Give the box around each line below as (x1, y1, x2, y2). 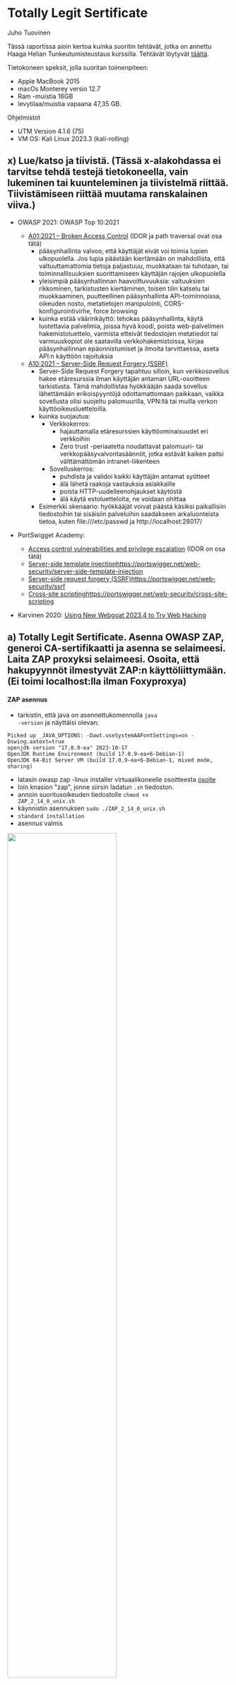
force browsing (93, 306, 138, 315)
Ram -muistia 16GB (17, 92, 73, 100)
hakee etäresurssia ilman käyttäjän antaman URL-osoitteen (38, 374, 211, 383)
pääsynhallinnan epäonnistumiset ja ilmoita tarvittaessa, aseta (38, 344, 219, 353)
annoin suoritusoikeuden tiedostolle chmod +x (17, 791, 149, 799)
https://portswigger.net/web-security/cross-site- (85, 589, 228, 598)
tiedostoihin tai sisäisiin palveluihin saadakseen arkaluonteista (38, 509, 219, 518)
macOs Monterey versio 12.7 (17, 84, 101, 93)
